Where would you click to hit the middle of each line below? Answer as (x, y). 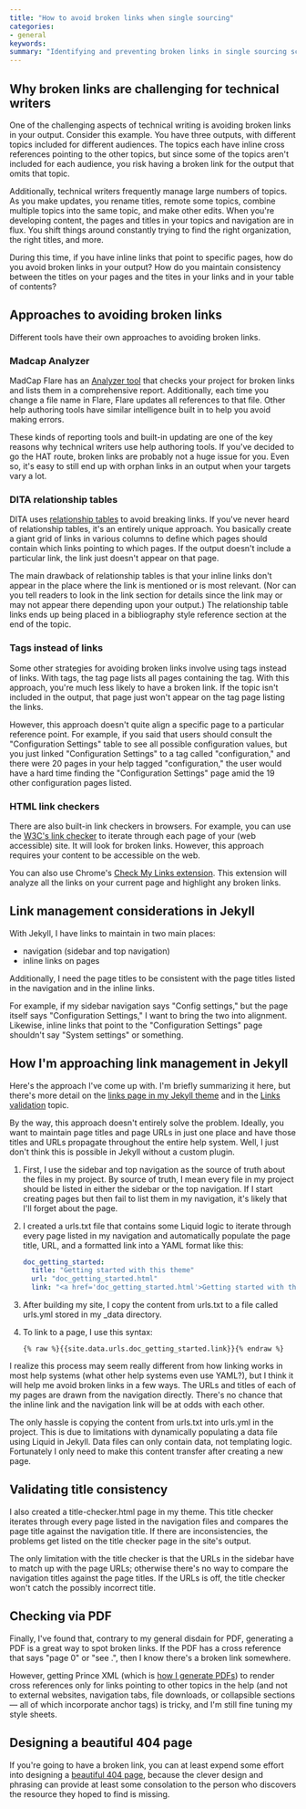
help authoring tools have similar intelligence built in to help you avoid (140, 410)
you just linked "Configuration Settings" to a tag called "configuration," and (150, 753)
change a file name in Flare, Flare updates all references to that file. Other (148, 400)
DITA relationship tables (64, 499)
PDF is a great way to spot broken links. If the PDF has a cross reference (145, 1647)
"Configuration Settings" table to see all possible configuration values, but (148, 744)
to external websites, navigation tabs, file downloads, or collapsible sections (153, 1695)
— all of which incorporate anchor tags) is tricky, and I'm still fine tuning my (151, 1704)
